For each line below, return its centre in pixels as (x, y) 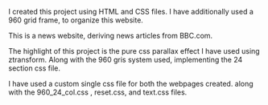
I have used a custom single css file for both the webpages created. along (131, 84)
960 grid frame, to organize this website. (76, 20)
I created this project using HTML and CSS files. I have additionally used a (131, 12)
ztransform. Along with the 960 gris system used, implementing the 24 (126, 60)
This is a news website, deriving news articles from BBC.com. (111, 36)
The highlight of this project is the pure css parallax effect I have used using (134, 51)
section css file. (34, 68)
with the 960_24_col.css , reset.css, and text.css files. (98, 92)
